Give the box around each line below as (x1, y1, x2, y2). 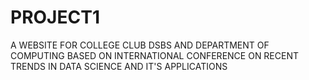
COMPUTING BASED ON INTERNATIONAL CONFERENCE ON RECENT (10, 49, 300, 61)
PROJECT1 (10, 6, 100, 29)
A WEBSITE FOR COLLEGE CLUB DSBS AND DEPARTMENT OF (10, 39, 270, 51)
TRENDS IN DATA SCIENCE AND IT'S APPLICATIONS (10, 60, 228, 72)
